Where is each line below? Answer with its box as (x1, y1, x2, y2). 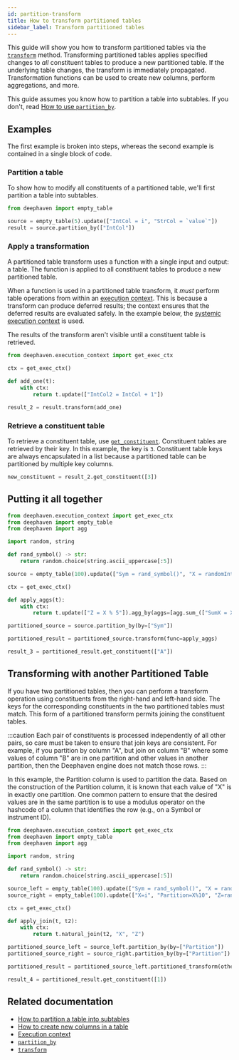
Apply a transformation (7, 242, 90, 252)
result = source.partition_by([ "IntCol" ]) (7, 225, 135, 232)
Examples (7, 123, 52, 135)
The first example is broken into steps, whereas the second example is (7, 142, 215, 150)
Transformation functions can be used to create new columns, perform (7, 73, 216, 82)
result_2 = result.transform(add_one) (7, 403, 122, 411)
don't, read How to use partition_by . (7, 103, 117, 111)
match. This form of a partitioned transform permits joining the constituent (7, 709, 225, 718)
